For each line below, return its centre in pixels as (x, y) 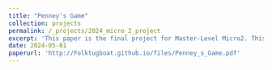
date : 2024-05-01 (38, 46)
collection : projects (45, 23)
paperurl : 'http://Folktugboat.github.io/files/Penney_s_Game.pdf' (125, 53)
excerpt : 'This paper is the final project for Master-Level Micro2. (128, 38)
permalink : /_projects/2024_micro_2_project (85, 31)
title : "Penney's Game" (49, 16)
